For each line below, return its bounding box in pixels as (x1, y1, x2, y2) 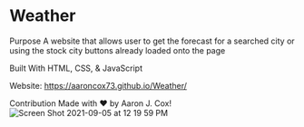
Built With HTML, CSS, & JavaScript (9, 63, 143, 73)
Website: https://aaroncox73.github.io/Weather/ (9, 80, 188, 91)
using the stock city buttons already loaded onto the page (9, 44, 226, 55)
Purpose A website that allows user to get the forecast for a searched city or (9, 35, 295, 46)
